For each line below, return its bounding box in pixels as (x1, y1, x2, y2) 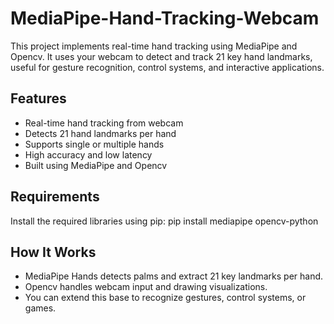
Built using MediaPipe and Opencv (24, 159, 168, 171)
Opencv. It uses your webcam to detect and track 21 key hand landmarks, (10, 50, 313, 62)
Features (10, 90, 67, 107)
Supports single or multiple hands (24, 138, 165, 150)
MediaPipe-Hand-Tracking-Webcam (10, 7, 320, 30)
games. (24, 302, 57, 314)
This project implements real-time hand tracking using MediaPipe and (10, 40, 298, 52)
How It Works (10, 243, 97, 261)
